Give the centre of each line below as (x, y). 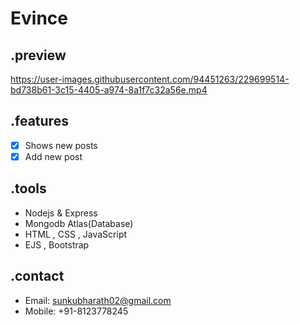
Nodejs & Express (61, 213)
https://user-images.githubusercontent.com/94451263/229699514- (150, 79)
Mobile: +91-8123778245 (76, 311)
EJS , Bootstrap (57, 244)
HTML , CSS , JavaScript (76, 234)
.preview (38, 55)
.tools (28, 188)
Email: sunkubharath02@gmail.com (98, 300)
